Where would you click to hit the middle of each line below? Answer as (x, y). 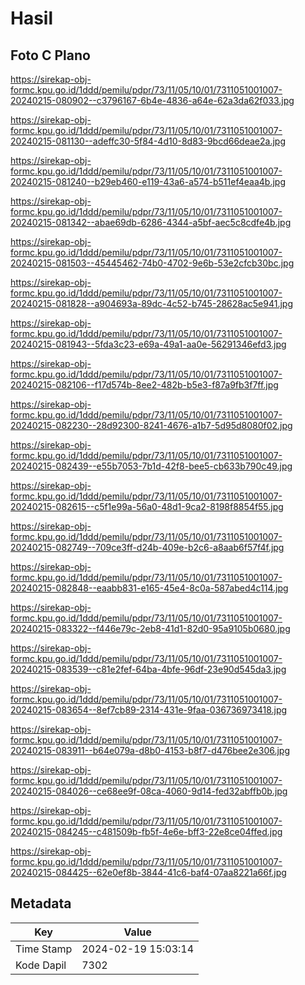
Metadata (41, 903)
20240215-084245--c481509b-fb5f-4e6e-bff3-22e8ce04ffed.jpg (146, 831)
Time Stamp (44, 949)
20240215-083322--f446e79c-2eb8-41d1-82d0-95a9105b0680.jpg (150, 628)
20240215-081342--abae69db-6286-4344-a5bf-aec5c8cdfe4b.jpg (151, 222)
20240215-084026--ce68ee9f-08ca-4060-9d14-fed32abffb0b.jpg (149, 791)
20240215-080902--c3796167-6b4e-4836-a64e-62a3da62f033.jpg (152, 100)
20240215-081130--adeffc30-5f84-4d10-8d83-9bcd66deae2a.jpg (148, 141)
